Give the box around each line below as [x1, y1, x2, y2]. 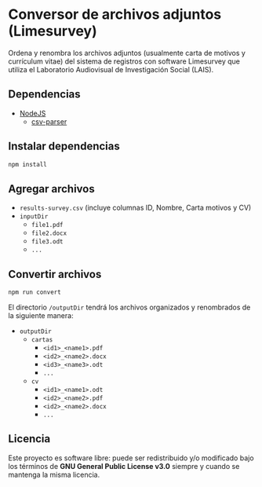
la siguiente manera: [8, 310, 74, 320]
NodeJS [19, 108, 46, 118]
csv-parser [31, 116, 67, 126]
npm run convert [8, 288, 61, 296]
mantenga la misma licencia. [8, 470, 100, 479]
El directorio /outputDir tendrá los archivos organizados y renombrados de [8, 302, 251, 312]
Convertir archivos [8, 267, 102, 280]
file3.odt [31, 238, 64, 246]
